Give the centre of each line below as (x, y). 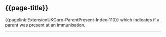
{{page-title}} (27, 8)
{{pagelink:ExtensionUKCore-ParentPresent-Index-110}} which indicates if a (82, 19)
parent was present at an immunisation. (45, 25)
